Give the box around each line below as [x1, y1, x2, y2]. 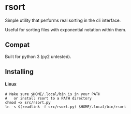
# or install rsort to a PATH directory [5, 96, 92, 101]
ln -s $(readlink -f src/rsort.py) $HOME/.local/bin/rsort [5, 104, 127, 110]
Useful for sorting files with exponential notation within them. [5, 27, 127, 32]
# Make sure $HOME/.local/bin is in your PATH [5, 92, 101, 97]
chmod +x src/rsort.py [5, 100, 51, 105]
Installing [5, 68, 34, 76]
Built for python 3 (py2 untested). [5, 54, 72, 59]
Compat [5, 41, 30, 49]
